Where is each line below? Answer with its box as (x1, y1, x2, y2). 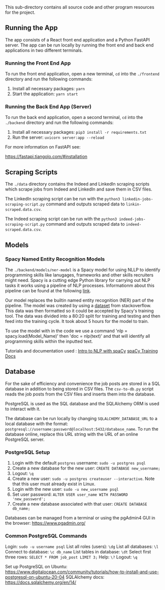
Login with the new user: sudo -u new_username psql (12, 486, 119, 492)
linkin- (126, 202, 142, 207)
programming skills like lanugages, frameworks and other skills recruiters (5, 272, 154, 278)
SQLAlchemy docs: (66, 574, 105, 580)
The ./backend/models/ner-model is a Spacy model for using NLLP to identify (5, 267, 161, 273)
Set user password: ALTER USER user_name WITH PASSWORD (12, 491, 128, 498)
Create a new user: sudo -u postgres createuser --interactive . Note (12, 476, 155, 482)
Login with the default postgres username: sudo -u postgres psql (12, 460, 146, 466)
